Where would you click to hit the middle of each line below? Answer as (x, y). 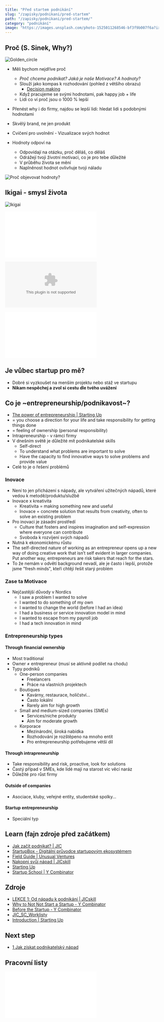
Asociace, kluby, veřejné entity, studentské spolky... (64, 796)
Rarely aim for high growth (53, 705)
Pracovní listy (26, 962)
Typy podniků (26, 669)
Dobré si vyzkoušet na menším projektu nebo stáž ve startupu (74, 383)
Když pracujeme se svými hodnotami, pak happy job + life (78, 94)
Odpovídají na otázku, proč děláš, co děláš (62, 152)
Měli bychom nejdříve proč (39, 69)
